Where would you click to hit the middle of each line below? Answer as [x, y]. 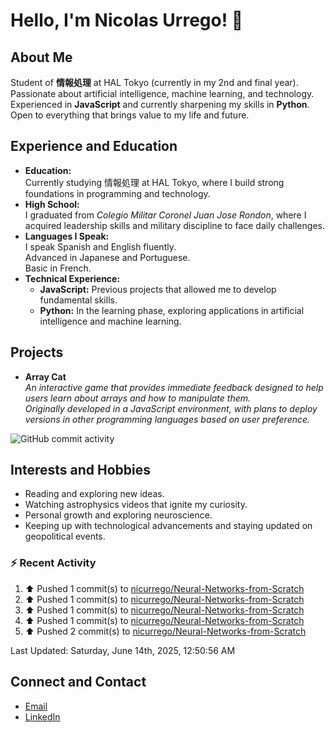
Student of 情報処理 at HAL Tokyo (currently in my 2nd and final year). [154, 82]
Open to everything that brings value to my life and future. [130, 115]
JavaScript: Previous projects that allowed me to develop [158, 289]
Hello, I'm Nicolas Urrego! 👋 [127, 20]
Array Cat [45, 376]
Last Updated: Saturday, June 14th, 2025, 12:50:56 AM [123, 650]
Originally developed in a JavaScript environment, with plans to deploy [171, 408]
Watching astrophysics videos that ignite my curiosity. [136, 505]
